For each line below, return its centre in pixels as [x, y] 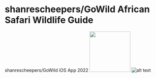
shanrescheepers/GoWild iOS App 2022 [46, 70]
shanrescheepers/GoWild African [77, 9]
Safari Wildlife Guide [49, 20]
